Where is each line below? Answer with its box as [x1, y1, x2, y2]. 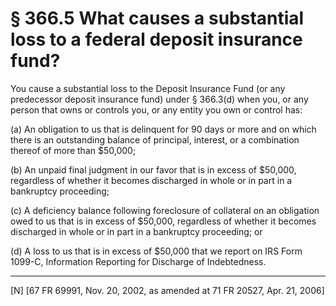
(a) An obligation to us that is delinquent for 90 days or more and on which [10, 123, 317, 135]
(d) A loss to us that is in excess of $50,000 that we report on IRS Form [10, 245, 303, 257]
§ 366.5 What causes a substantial [10, 7, 305, 30]
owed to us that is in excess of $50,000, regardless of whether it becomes [10, 215, 317, 227]
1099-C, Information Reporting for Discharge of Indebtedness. [10, 255, 267, 267]
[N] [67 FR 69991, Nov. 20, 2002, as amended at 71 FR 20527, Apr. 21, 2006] [10, 284, 325, 296]
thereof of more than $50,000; [10, 144, 137, 156]
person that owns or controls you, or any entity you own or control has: [10, 103, 303, 116]
